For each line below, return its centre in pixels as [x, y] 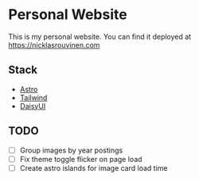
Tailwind [33, 98]
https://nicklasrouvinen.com [54, 44]
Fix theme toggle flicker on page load [81, 159]
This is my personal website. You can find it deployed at [100, 37]
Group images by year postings [71, 150]
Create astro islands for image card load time [94, 168]
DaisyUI [33, 106]
